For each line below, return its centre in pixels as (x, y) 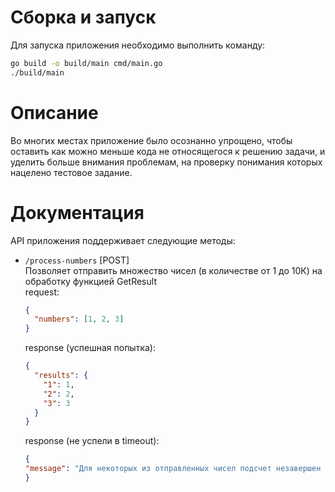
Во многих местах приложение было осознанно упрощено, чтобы (151, 140)
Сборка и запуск (83, 17)
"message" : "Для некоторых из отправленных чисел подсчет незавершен (173, 469)
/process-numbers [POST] (77, 260)
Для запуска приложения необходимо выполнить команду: (138, 45)
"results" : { (61, 376)
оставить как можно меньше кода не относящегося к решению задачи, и (168, 151)
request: (42, 292)
